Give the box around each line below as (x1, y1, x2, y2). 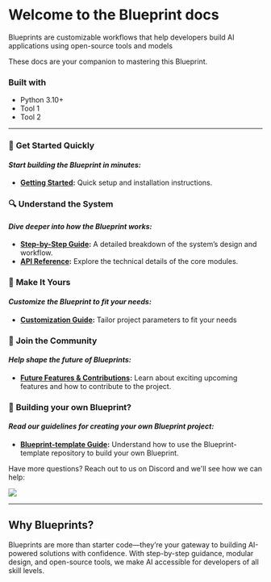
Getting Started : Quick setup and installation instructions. (19, 178, 213, 187)
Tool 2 (19, 112, 42, 122)
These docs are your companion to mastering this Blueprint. (8, 57, 208, 66)
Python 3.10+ (19, 95, 65, 105)
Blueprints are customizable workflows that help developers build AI (8, 32, 235, 42)
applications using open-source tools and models (8, 40, 173, 50)
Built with (8, 77, 47, 88)
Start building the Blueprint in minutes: (8, 160, 141, 170)
